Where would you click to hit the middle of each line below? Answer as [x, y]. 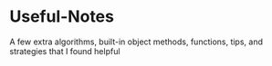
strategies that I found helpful [65, 51]
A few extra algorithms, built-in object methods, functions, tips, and [136, 42]
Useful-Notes [62, 17]
